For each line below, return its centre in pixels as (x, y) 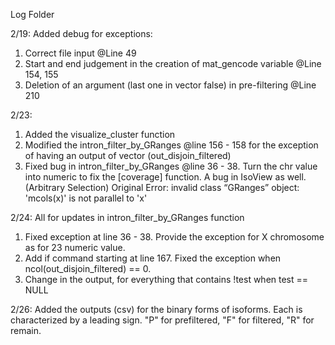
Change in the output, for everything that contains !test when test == (166, 279)
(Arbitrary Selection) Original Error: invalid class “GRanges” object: (162, 187)
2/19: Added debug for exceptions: (81, 33)
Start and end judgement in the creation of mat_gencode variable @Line (173, 63)
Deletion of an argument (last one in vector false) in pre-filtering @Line (170, 85)
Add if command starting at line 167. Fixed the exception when (153, 258)
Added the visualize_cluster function (100, 134)
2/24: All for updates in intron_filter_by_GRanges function (127, 217)
